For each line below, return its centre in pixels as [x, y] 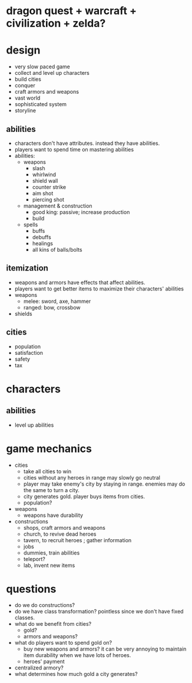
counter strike [49, 187]
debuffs [42, 237]
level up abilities [34, 425]
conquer [25, 85]
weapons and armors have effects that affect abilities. [80, 282]
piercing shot [48, 199]
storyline [25, 111]
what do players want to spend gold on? [63, 643]
